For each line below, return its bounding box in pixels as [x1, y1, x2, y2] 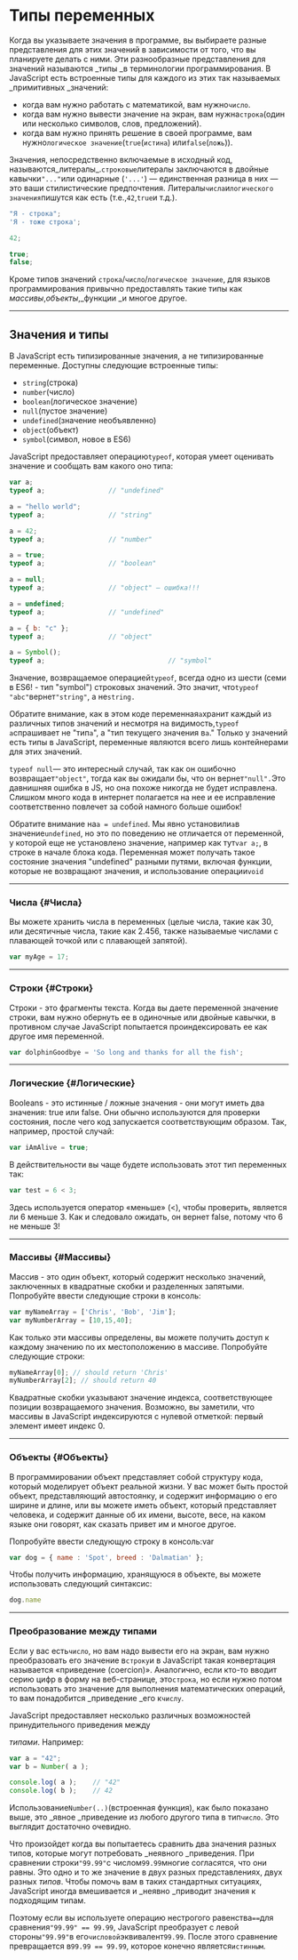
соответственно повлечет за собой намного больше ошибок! [9, 801, 242, 812]
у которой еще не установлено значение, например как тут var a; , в [9, 838, 269, 848]
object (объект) [21, 424, 79, 436]
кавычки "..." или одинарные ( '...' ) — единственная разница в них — [9, 173, 278, 183]
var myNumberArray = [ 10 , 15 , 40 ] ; [9, 1315, 133, 1325]
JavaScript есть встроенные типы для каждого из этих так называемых [9, 72, 281, 83]
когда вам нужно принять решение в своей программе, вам [21, 127, 253, 138]
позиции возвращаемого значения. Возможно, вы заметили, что [9, 1402, 255, 1412]
